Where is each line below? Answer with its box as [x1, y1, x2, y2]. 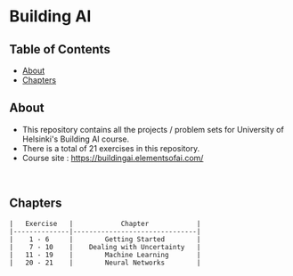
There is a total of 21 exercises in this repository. [21, 142, 200, 153]
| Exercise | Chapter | [9, 219, 201, 228]
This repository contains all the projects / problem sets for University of [21, 124, 285, 134]
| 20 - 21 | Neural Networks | [9, 258, 201, 267]
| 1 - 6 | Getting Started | [9, 234, 201, 244]
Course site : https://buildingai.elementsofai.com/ [21, 152, 204, 163]
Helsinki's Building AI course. [21, 134, 130, 144]
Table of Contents [9, 42, 111, 57]
